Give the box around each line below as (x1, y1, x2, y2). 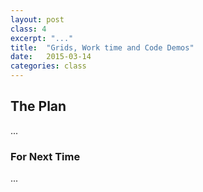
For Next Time (10, 149, 81, 163)
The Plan (10, 98, 67, 115)
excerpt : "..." (10, 33, 74, 43)
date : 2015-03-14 (10, 52, 92, 62)
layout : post (10, 14, 65, 25)
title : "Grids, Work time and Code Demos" (10, 42, 195, 53)
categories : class (10, 61, 87, 71)
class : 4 (10, 24, 47, 34)
